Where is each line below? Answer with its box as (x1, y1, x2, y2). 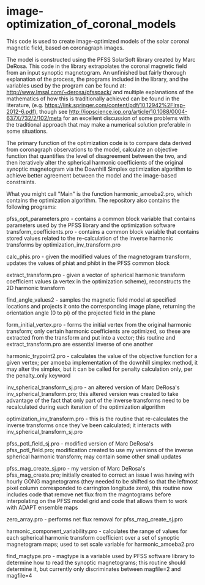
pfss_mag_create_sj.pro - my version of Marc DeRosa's (6, 464, 146, 472)
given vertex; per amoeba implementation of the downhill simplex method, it (6, 359, 198, 366)
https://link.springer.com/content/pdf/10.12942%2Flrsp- (45, 101, 185, 108)
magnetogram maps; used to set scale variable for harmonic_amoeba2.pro (6, 540, 195, 548)
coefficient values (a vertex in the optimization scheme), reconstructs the (6, 277, 191, 285)
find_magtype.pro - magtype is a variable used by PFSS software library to (6, 552, 195, 559)
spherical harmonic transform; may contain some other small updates (6, 453, 182, 460)
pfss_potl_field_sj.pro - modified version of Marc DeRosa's (6, 439, 154, 447)
